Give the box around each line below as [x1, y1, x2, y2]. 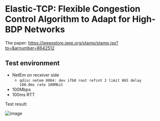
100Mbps [12, 86, 31, 92]
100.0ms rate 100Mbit [19, 82, 63, 87]
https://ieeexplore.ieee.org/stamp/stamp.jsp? [28, 40, 119, 45]
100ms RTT [12, 91, 35, 97]
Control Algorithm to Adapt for [5, 14, 130, 25]
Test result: [5, 101, 28, 107]
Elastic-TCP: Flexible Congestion [5, 3, 141, 15]
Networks [24, 24, 65, 35]
